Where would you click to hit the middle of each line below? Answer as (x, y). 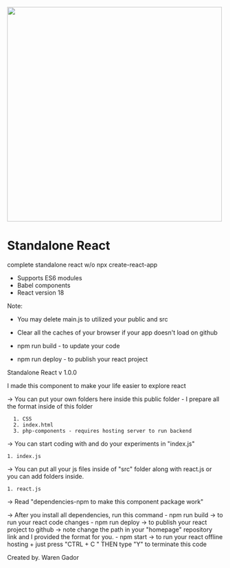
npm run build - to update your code (68, 345)
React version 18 (41, 293)
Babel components (44, 285)
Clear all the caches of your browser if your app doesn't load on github (117, 332)
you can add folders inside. (46, 476)
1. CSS (23, 419)
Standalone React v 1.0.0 (42, 372)
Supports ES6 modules (49, 277)
